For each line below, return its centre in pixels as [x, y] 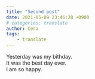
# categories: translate [37, 23]
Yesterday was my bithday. [39, 57]
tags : [13, 34]
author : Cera [22, 28]
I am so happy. [24, 69]
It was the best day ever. [36, 63]
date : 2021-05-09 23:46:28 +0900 [48, 17]
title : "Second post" [33, 12]
